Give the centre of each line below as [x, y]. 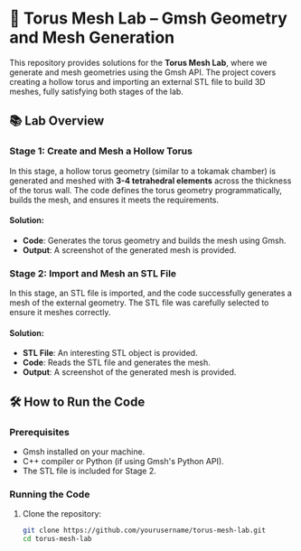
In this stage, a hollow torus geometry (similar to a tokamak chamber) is [143, 171]
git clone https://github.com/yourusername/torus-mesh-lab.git [144, 531]
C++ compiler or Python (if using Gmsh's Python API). [123, 462]
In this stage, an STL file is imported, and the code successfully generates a [150, 294]
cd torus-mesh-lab [57, 539]
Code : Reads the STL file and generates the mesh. [116, 363]
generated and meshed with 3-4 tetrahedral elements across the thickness [150, 181]
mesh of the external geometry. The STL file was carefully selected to [139, 303]
